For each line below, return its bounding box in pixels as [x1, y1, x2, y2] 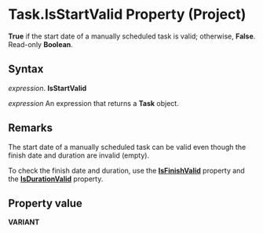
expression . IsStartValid [8, 83, 87, 93]
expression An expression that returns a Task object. [8, 98, 179, 107]
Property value [8, 196, 82, 209]
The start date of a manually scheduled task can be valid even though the [8, 142, 247, 151]
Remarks [8, 122, 53, 135]
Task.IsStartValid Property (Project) [8, 5, 247, 24]
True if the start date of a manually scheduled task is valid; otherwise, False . [8, 31, 256, 41]
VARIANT [8, 217, 40, 227]
